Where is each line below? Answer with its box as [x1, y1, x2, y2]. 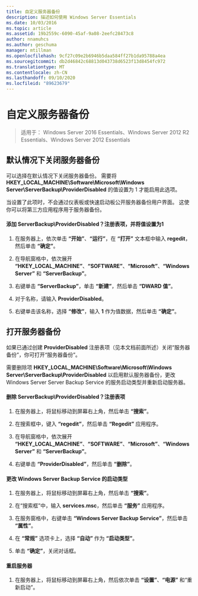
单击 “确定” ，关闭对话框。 [14, 547, 79, 554]
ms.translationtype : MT [6, 64, 65, 70]
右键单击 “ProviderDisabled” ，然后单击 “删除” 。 [14, 460, 135, 467]
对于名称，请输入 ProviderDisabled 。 [14, 295, 107, 302]
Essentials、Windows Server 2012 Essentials [20, 136, 130, 143]
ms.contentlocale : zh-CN [6, 70, 68, 75]
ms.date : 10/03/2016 [6, 20, 58, 26]
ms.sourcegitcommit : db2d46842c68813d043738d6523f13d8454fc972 [6, 58, 166, 64]
